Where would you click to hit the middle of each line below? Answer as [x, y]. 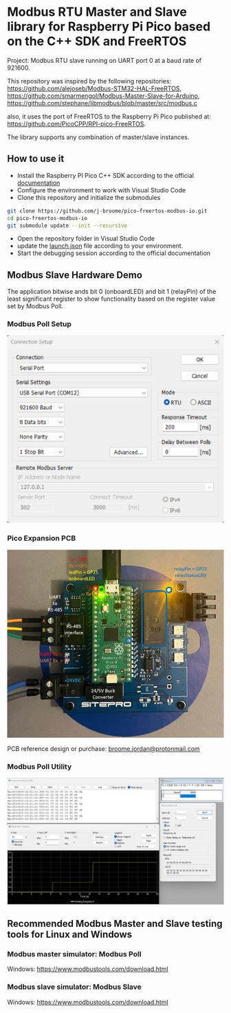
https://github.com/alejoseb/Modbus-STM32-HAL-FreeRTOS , [95, 88]
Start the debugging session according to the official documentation [114, 253]
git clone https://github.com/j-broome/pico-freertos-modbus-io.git [107, 211]
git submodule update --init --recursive [67, 225]
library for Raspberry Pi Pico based [109, 27]
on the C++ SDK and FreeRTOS [97, 41]
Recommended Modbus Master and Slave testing [115, 924]
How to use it [36, 159]
